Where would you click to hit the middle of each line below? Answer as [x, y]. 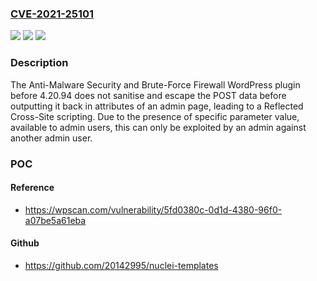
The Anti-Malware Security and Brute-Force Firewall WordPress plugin [155, 84]
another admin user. [51, 138]
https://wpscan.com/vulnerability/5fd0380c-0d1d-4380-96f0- [153, 209]
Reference [32, 188]
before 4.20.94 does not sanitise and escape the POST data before [148, 95]
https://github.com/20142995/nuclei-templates [121, 265]
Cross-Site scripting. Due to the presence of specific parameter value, [155, 116]
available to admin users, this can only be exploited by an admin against [158, 127]
